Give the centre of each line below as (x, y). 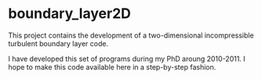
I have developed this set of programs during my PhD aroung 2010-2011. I (127, 59)
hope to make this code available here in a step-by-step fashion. (112, 66)
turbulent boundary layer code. (58, 43)
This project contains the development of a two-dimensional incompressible (131, 35)
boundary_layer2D (70, 14)
